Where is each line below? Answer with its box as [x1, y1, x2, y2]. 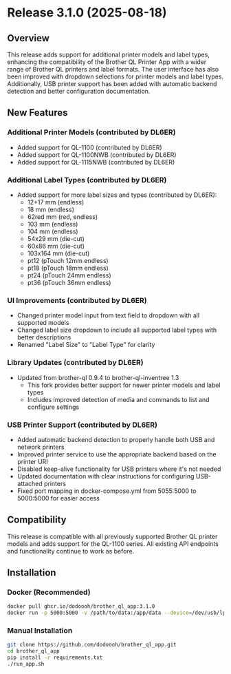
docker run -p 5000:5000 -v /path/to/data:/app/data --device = [7, 609, 192, 617]
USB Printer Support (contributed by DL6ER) [7, 420, 158, 430]
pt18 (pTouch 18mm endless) [27, 264, 109, 272]
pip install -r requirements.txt [7, 654, 103, 662]
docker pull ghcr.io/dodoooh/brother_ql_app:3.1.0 [7, 603, 155, 610]
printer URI [16, 457, 48, 465]
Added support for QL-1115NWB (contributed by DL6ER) [16, 158, 175, 166]
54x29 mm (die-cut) [27, 234, 85, 242]
